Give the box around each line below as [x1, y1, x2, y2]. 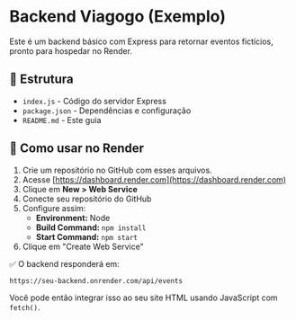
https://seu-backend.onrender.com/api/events [9, 276, 183, 285]
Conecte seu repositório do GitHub [22, 193, 152, 204]
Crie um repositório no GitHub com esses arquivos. [22, 164, 213, 175]
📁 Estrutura [9, 72, 74, 87]
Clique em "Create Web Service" [22, 241, 144, 252]
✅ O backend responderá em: [9, 258, 120, 269]
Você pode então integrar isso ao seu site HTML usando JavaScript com [9, 292, 278, 303]
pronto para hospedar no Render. [9, 45, 133, 56]
